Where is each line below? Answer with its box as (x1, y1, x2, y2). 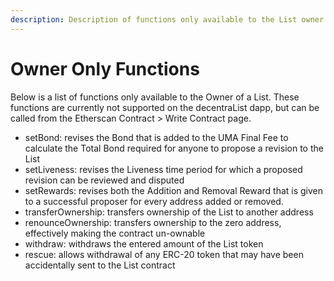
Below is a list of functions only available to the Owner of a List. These (10, 91, 300, 103)
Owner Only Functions (10, 57, 200, 80)
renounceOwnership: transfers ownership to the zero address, (24, 216, 282, 228)
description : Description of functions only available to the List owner (10, 14, 325, 25)
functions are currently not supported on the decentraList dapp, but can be (10, 101, 320, 113)
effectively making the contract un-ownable (24, 227, 206, 239)
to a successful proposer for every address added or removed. (24, 195, 284, 207)
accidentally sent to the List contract (24, 259, 176, 271)
